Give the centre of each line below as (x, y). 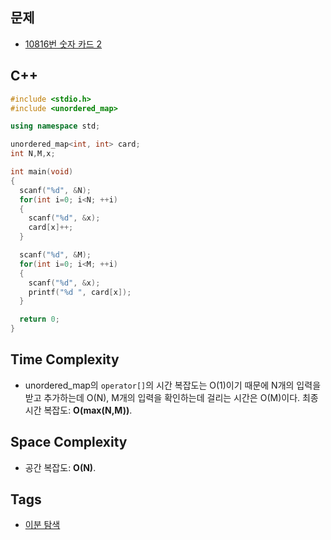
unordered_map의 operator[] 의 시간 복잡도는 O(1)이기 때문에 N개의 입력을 (173, 385)
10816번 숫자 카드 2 (63, 44)
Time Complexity (65, 359)
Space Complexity (69, 442)
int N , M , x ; (33, 154)
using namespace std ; (55, 126)
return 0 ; (39, 319)
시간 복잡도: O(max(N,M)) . (78, 410)
